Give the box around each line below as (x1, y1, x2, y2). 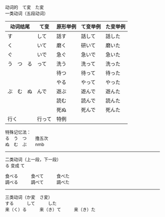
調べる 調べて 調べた (5, 179, 70, 185)
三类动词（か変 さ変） (5, 194, 53, 200)
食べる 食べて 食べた (5, 173, 70, 179)
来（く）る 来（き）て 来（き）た (5, 207, 96, 212)
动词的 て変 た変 (5, 4, 44, 10)
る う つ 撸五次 (5, 136, 48, 141)
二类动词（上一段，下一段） (5, 157, 61, 162)
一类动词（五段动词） (5, 10, 48, 16)
